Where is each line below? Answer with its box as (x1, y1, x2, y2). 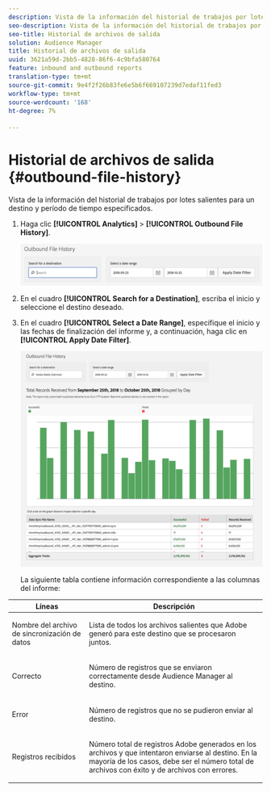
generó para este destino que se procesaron (88, 629, 236, 639)
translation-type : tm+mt (8, 73, 92, 81)
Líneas (35, 601, 59, 611)
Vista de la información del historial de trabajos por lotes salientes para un (8, 195, 255, 205)
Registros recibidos (11, 752, 77, 762)
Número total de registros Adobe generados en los (88, 739, 256, 748)
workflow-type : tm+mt (8, 90, 81, 98)
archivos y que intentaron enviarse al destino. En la (88, 748, 258, 757)
